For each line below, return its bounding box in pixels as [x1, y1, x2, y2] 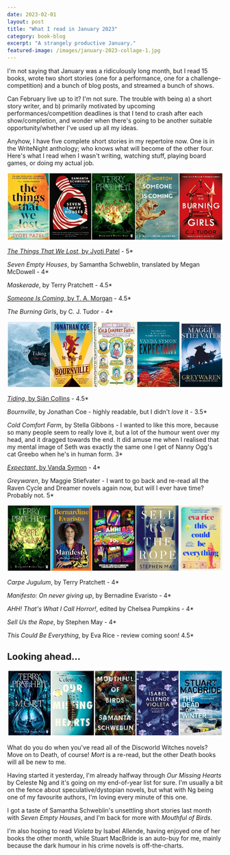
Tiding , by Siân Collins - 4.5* [7, 394, 89, 402]
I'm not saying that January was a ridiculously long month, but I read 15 [7, 67, 208, 75]
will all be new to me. [7, 758, 66, 767]
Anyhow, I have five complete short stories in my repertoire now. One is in [7, 137, 215, 145]
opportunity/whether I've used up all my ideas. [7, 124, 138, 132]
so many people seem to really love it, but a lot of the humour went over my [7, 428, 220, 436]
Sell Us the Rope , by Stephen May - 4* [7, 617, 117, 626]
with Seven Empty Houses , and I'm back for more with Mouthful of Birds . [7, 814, 213, 822]
